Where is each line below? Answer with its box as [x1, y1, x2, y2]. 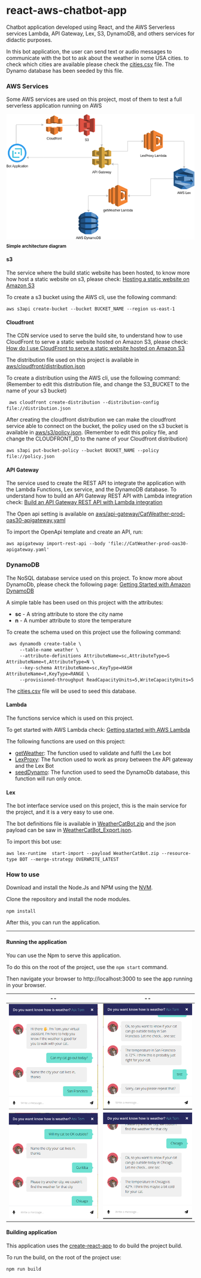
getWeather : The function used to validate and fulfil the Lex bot [14, 749, 171, 756]
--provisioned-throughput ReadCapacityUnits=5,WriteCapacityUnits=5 [19, 677, 194, 683]
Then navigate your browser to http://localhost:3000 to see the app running [6, 975, 193, 982]
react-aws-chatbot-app [6, 4, 127, 17]
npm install [6, 908, 36, 914]
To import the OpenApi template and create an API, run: [6, 528, 144, 535]
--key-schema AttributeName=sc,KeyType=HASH [19, 665, 133, 671]
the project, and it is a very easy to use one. [6, 809, 114, 816]
